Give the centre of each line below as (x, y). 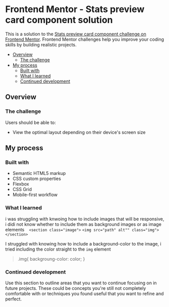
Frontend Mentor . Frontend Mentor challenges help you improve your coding (85, 39)
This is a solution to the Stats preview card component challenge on (76, 34)
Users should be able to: (31, 122)
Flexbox (21, 184)
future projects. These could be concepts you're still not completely (76, 288)
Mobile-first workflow (35, 195)
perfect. (13, 299)
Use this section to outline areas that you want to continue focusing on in (81, 283)
